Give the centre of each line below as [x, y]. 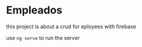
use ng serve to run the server [43, 38]
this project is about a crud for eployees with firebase [71, 26]
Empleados [34, 10]
